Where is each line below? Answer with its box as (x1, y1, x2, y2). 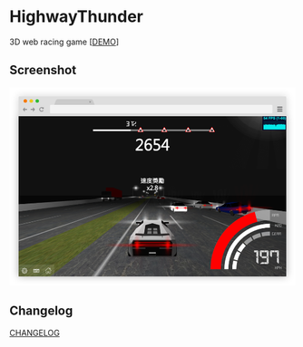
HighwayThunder (9, 6, 143, 27)
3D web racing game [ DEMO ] (9, 36, 120, 47)
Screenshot (9, 63, 77, 78)
